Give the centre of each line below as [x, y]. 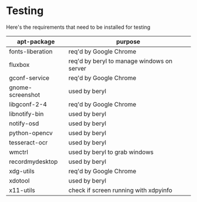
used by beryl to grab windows [111, 152]
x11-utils [22, 190]
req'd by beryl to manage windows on [120, 61]
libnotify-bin [26, 114]
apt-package [36, 41]
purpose [128, 41]
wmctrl [18, 152]
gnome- [21, 87]
